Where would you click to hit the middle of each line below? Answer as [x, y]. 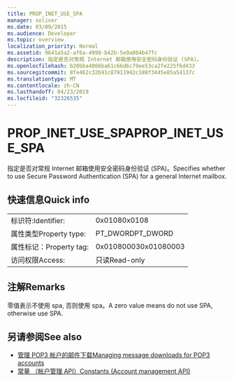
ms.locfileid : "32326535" [45, 99]
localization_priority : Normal [53, 46]
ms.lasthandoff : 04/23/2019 [48, 92]
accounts [31, 363]
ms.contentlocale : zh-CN [43, 86]
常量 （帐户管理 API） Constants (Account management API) [104, 371]
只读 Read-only [120, 260]
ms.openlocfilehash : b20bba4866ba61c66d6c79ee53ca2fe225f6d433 [101, 66]
